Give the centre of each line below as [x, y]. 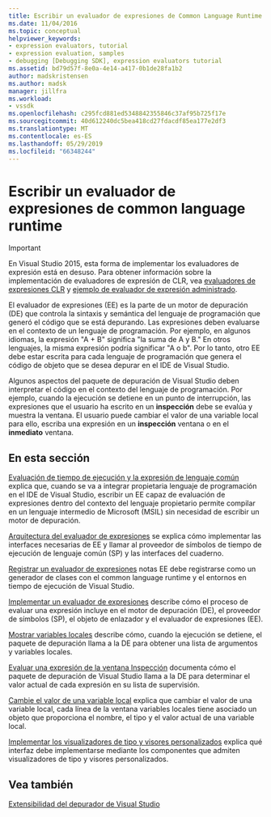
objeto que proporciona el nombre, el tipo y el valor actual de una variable [131, 718]
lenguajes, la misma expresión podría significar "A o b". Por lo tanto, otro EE [134, 348]
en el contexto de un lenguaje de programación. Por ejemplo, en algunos [129, 331]
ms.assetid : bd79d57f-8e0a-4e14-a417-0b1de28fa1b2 [95, 69]
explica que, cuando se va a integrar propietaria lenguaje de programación [133, 486]
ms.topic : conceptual [45, 31]
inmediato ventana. [41, 433]
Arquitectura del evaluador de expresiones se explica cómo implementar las [135, 536]
